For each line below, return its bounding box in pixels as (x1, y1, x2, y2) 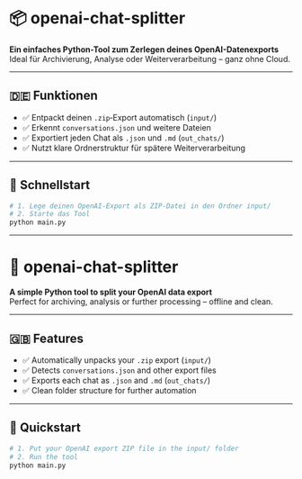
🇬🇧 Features (9, 330, 84, 346)
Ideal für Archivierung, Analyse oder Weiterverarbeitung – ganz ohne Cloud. (9, 53, 290, 64)
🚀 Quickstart (9, 420, 81, 436)
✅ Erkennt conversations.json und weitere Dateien (22, 122, 211, 132)
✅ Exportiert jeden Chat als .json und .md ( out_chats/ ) (22, 132, 225, 143)
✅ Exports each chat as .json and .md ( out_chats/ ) (22, 375, 211, 385)
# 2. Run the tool (9, 452, 78, 461)
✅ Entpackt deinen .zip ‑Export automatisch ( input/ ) (22, 112, 218, 122)
